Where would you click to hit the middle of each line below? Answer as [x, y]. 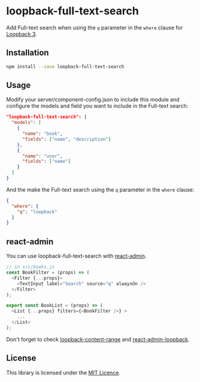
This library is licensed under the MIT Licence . [63, 372]
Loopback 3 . [22, 34]
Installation [28, 53]
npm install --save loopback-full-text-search [65, 66]
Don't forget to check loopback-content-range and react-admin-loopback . [98, 339]
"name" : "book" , [42, 134]
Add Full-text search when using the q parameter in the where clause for [95, 28]
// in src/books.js [31, 267]
